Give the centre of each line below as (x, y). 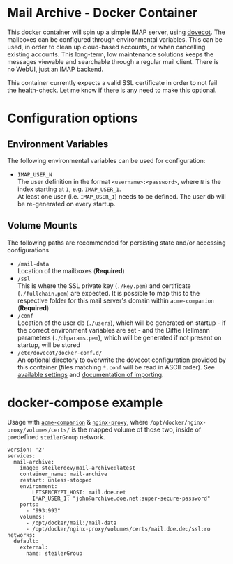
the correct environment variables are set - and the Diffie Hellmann (114, 330)
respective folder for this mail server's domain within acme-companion (115, 300)
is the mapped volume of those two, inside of (136, 429)
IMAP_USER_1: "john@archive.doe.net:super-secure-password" (121, 498)
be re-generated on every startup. (66, 204)
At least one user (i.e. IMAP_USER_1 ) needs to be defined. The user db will (121, 196)
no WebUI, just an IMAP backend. (55, 69)
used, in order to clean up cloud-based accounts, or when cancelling (106, 47)
